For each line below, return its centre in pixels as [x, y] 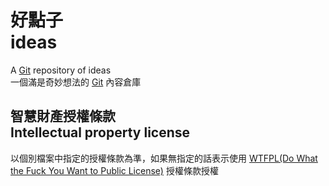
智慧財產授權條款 [63, 116]
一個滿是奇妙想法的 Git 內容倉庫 [76, 82]
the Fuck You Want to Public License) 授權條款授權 [114, 170]
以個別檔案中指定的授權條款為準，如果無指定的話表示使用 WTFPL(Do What [164, 158]
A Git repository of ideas [61, 70]
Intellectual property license [100, 132]
